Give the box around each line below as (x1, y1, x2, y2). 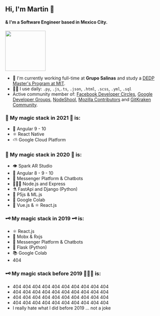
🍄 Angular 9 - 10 (12, 125, 46, 131)
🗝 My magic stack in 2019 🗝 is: (5, 215, 85, 222)
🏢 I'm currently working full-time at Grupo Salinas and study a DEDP (12, 75, 155, 81)
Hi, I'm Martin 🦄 (5, 5, 54, 14)
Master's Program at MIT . (12, 80, 65, 86)
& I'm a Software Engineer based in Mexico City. (5, 19, 108, 25)
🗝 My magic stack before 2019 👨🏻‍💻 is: (5, 270, 101, 277)
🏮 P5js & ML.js (12, 192, 43, 198)
